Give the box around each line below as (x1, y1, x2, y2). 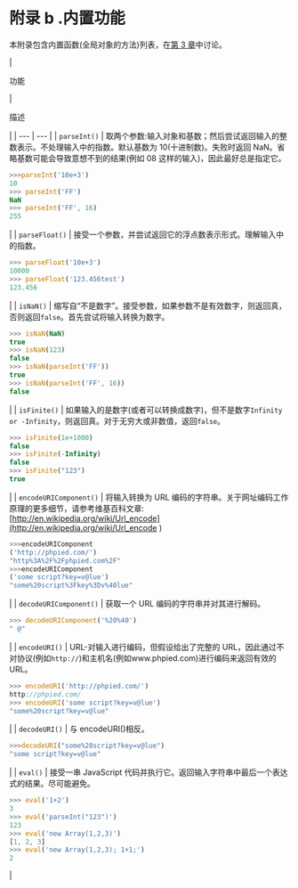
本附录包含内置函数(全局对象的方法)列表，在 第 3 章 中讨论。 (9, 39, 227, 50)
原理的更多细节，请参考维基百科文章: (9, 502, 145, 513)
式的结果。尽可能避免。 (9, 778, 95, 789)
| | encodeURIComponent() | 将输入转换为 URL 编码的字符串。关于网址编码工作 (9, 492, 289, 502)
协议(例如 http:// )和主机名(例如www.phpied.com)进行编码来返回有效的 (16, 652, 278, 664)
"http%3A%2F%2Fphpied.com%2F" (9, 556, 122, 566)
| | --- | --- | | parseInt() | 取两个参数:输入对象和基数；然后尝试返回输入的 (9, 130, 280, 141)
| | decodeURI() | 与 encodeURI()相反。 (9, 723, 149, 735)
